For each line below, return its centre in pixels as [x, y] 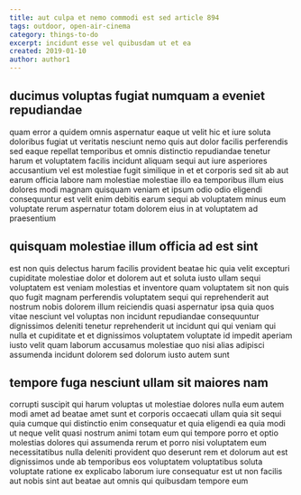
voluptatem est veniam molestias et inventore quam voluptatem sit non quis [150, 287]
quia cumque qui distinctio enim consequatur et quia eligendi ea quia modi [147, 424]
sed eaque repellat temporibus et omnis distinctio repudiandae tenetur [140, 151]
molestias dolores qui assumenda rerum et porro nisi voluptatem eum [138, 443]
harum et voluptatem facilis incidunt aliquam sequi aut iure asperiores [138, 160]
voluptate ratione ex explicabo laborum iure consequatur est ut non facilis [146, 472]
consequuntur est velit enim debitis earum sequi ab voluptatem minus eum [148, 198]
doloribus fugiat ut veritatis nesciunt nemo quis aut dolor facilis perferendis [149, 142]
